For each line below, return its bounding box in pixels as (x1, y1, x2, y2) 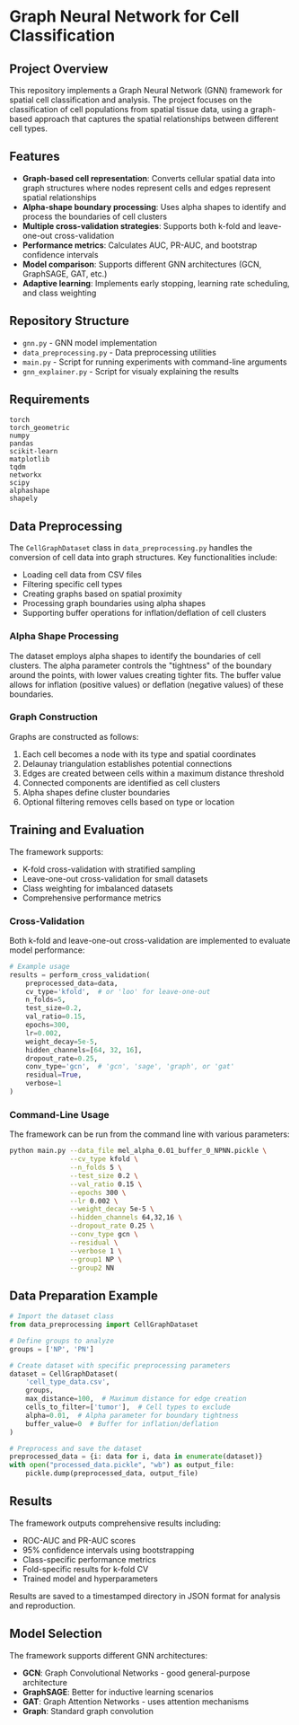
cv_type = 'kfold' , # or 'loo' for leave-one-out (25, 987, 211, 996)
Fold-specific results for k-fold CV (22, 1563, 149, 1574)
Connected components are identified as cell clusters (22, 777, 221, 788)
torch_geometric (9, 424, 70, 433)
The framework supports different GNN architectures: (9, 1650, 208, 1660)
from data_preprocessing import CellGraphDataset (9, 1320, 199, 1330)
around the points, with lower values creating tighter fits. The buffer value (9, 669, 281, 680)
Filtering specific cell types (22, 579, 123, 590)
